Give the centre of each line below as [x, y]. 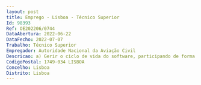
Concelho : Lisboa [28, 67]
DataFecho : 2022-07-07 [35, 40]
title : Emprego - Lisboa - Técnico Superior [63, 17]
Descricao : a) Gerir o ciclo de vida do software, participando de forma [101, 56]
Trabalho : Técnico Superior [42, 45]
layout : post [23, 12]
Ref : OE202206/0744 [31, 28]
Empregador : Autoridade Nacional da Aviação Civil [71, 51]
